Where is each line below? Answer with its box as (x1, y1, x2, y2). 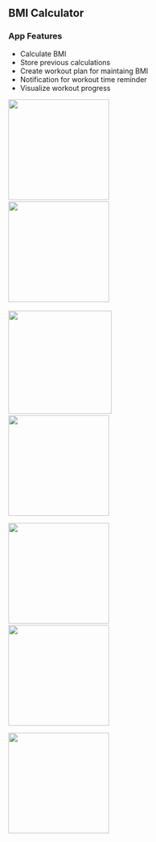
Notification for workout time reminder (19, 74, 147, 84)
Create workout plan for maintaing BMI (19, 66, 149, 76)
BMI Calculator (8, 6, 84, 20)
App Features (8, 31, 63, 42)
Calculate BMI (19, 48, 67, 59)
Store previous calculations (19, 57, 111, 67)
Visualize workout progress (19, 83, 111, 93)
